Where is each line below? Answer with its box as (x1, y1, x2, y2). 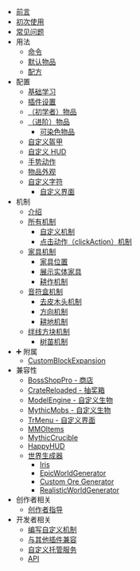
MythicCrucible (27, 433, 78, 442)
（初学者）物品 (27, 107, 77, 116)
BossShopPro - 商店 (27, 375, 94, 385)
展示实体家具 (39, 267, 82, 276)
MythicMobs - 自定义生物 (27, 405, 111, 414)
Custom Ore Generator (39, 477, 115, 486)
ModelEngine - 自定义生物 (27, 395, 114, 405)
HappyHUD (27, 441, 65, 450)
